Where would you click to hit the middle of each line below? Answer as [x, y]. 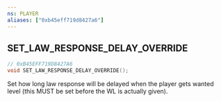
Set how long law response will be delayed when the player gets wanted [110, 84]
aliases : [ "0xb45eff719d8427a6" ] [56, 20]
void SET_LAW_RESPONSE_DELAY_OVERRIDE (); [68, 71]
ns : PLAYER [23, 14]
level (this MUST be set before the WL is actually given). [88, 92]
